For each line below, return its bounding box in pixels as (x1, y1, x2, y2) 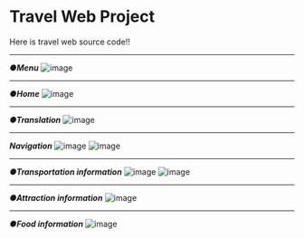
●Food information (9, 218, 84, 229)
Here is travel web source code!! (9, 36, 131, 47)
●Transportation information (9, 166, 122, 177)
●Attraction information (9, 192, 103, 203)
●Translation (9, 114, 62, 125)
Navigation (9, 140, 52, 151)
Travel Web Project (9, 6, 156, 27)
